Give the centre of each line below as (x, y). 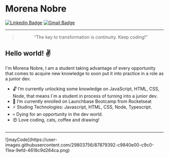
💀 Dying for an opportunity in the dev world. (58, 114)
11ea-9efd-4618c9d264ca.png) (37, 150)
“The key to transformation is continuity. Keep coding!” (91, 37)
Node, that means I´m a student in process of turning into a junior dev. (85, 96)
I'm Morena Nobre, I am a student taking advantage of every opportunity (80, 68)
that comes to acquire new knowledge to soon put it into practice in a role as (84, 73)
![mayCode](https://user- (31, 139)
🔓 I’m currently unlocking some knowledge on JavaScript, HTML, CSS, (86, 89)
